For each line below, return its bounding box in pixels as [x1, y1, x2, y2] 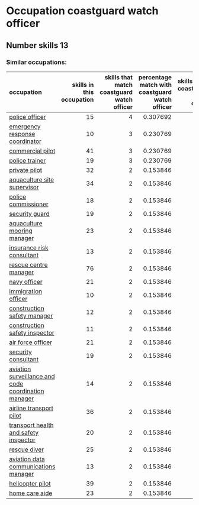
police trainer [9, 156, 46, 164]
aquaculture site [9, 176, 54, 184]
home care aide [9, 489, 53, 497]
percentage [138, 73, 172, 81]
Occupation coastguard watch [6, 4, 159, 18]
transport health [9, 421, 54, 429]
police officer [9, 112, 46, 121]
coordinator [9, 137, 41, 145]
